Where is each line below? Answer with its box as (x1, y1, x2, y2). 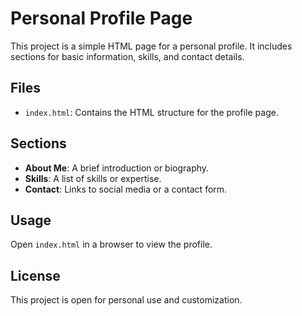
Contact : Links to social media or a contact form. (24, 183, 228, 195)
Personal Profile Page (10, 7, 193, 30)
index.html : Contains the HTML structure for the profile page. (24, 106, 279, 118)
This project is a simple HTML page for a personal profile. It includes (10, 40, 293, 52)
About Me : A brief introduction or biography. (24, 162, 210, 174)
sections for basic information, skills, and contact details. (10, 50, 245, 62)
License (10, 267, 61, 284)
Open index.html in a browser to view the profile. (10, 238, 213, 251)
